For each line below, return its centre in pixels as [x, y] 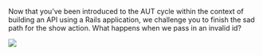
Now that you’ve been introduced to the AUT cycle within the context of [126, 11]
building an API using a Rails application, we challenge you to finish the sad [131, 20]
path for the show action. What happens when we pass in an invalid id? [125, 28]
